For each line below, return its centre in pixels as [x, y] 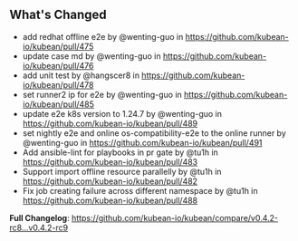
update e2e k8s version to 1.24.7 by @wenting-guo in [122, 113]
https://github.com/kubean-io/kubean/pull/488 [110, 200]
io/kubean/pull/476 [58, 65]
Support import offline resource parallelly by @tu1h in [122, 171]
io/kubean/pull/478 [58, 84]
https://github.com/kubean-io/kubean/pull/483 [110, 161]
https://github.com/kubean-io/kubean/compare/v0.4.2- [175, 217]
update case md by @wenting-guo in [91, 56]
